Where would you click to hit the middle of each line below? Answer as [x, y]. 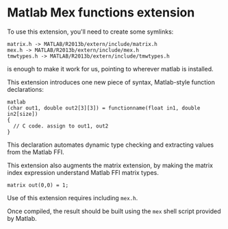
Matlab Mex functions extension [101, 13]
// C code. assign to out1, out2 [61, 126]
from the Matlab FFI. [36, 152]
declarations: [26, 89]
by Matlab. [22, 218]
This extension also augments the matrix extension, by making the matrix [110, 165]
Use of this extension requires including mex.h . [73, 197]
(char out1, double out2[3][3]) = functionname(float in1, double [104, 108]
